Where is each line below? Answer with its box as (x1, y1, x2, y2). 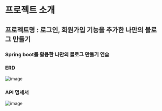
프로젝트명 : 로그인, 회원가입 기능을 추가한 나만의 (5, 26, 144, 34)
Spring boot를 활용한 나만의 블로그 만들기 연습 (5, 51, 110, 58)
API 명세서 (5, 89, 29, 96)
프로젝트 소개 (5, 4, 55, 16)
